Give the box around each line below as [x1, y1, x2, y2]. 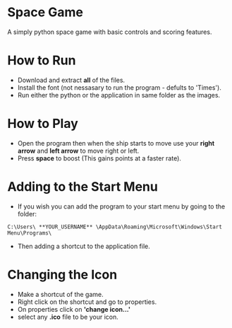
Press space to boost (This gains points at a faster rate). [17, 153, 182, 163]
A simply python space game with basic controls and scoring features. [7, 28, 212, 36]
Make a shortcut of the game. [17, 290, 104, 298]
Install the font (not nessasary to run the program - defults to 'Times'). [17, 83, 222, 92]
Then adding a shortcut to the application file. [17, 242, 150, 250]
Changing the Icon [7, 266, 118, 283]
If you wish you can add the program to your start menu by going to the [17, 202, 226, 211]
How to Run [7, 52, 76, 69]
